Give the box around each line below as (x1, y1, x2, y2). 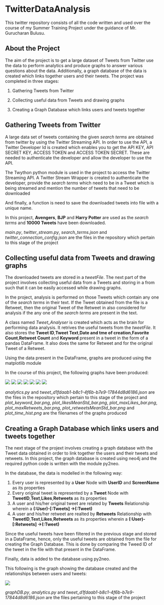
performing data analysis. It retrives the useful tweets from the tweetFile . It (5, 325, 156, 330)
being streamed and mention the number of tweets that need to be (5, 185, 140, 191)
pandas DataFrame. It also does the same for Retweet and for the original (5, 340, 153, 346)
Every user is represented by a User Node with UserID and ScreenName (12, 479, 160, 486)
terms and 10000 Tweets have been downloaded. (5, 220, 106, 226)
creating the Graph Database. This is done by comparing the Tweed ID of (5, 541, 153, 547)
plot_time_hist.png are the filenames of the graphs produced (5, 410, 127, 416)
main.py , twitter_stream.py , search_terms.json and (5, 229, 107, 235)
